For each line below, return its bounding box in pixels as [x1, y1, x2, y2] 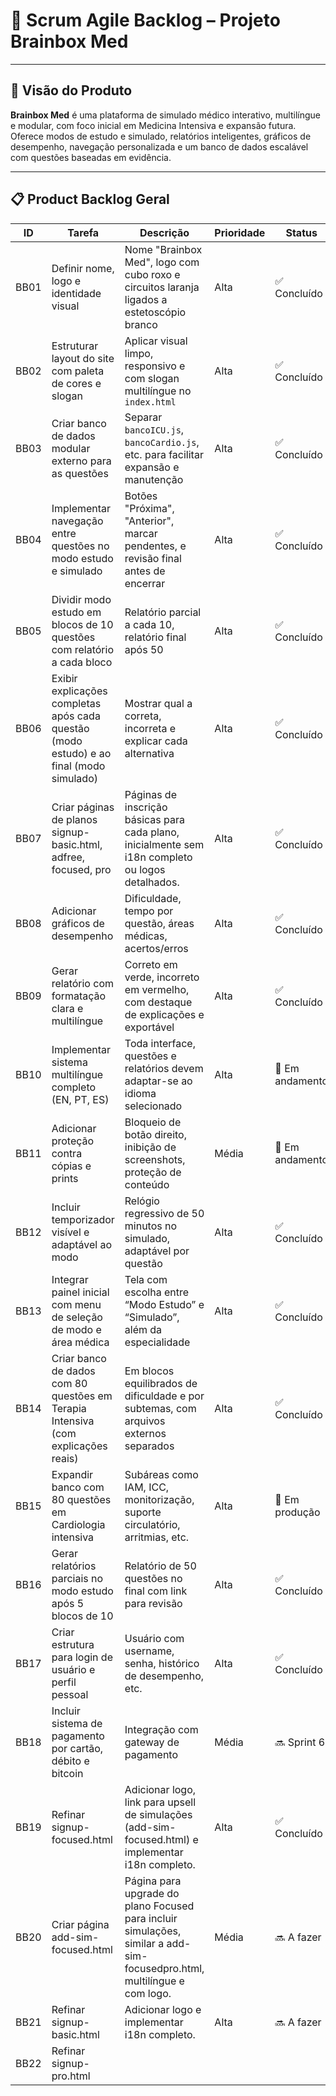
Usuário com [124, 1631, 185, 1645]
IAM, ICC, [124, 1480, 170, 1494]
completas [51, 696, 102, 710]
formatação [51, 989, 107, 1003]
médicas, [124, 929, 168, 943]
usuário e [51, 1662, 96, 1676]
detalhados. [124, 875, 180, 889]
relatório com [51, 976, 114, 990]
